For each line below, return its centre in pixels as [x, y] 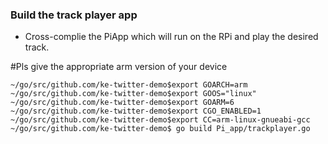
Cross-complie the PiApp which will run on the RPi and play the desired [171, 37]
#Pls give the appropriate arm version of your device [119, 67]
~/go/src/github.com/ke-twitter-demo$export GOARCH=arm [129, 85]
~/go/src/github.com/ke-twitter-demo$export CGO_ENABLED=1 [136, 111]
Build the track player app [74, 15]
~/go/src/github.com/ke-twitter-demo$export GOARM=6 [122, 103]
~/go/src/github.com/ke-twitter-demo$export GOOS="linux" [133, 94]
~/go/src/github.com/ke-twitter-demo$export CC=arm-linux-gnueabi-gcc [160, 120]
